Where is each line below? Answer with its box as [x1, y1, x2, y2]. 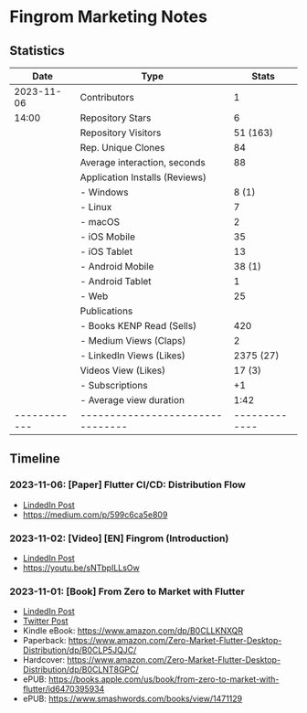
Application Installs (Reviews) [79, 171, 207, 184]
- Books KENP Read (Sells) [79, 320, 197, 332]
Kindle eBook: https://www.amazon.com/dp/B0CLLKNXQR [22, 625, 244, 636]
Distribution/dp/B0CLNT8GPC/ [22, 665, 139, 676]
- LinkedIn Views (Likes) [79, 349, 185, 362]
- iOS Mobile [79, 230, 135, 243]
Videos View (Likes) [79, 364, 166, 377]
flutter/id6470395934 [22, 684, 105, 695]
